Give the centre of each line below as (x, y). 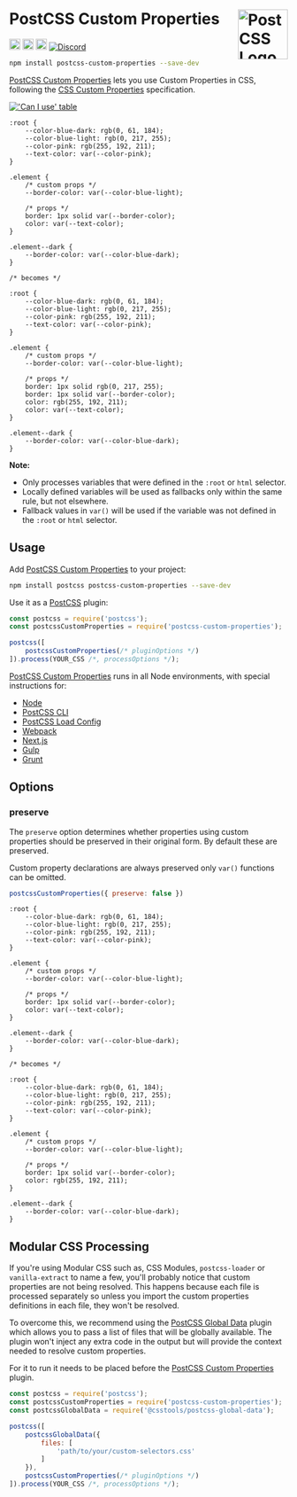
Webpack (39, 730)
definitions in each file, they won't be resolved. (94, 1306)
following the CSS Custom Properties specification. (103, 90)
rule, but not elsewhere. (65, 501)
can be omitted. (38, 877)
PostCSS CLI (45, 712)
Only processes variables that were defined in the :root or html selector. (154, 482)
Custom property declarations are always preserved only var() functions (142, 868)
